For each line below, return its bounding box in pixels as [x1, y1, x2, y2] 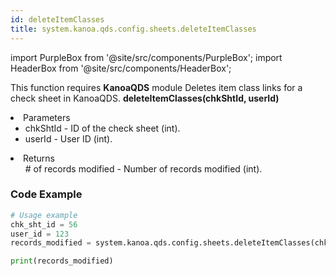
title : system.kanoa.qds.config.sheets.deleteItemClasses [10, 24, 257, 34]
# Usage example [10, 210, 78, 220]
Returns [23, 152, 55, 164]
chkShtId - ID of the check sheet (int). [24, 122, 181, 134]
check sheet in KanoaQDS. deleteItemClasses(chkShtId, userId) [10, 92, 280, 104]
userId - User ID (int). [24, 132, 113, 145]
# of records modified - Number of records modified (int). [24, 162, 263, 175]
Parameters [23, 111, 71, 123]
